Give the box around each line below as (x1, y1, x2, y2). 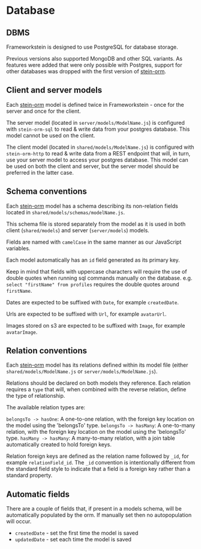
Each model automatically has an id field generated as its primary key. (6, 256, 180, 263)
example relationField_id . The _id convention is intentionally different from (6, 459, 195, 466)
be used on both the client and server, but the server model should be (6, 163, 179, 170)
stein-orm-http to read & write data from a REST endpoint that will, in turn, (6, 149, 191, 157)
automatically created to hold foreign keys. (6, 441, 112, 448)
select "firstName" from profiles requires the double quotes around (6, 280, 179, 288)
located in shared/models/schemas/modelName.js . (6, 208, 125, 216)
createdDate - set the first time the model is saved (14, 529, 139, 537)
